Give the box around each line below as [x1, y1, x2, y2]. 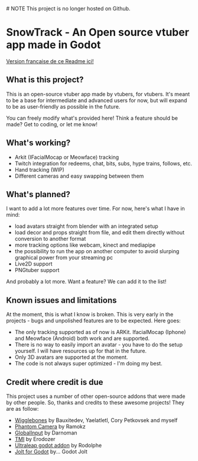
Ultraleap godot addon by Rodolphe [14, 442, 102, 449]
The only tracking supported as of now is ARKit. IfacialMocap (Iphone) [14, 329, 186, 336]
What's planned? [6, 189, 71, 200]
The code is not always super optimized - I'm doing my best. [14, 360, 163, 367]
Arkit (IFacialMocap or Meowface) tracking [14, 153, 119, 161]
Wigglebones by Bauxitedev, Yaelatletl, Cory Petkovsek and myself [14, 417, 178, 424]
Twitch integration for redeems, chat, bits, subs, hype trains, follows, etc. [14, 159, 193, 167]
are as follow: [6, 406, 39, 412]
